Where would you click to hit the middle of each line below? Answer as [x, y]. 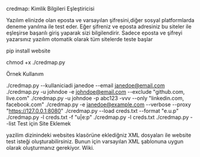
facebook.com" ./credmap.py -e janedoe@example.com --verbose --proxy [99, 104]
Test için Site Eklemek [44, 124]
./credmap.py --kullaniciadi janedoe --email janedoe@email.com [86, 85]
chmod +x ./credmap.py [36, 62]
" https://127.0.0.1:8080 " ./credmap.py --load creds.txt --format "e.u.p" [93, 111]
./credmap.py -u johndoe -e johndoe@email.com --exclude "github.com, [96, 92]
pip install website [28, 51]
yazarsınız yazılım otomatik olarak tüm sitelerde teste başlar [80, 39]
